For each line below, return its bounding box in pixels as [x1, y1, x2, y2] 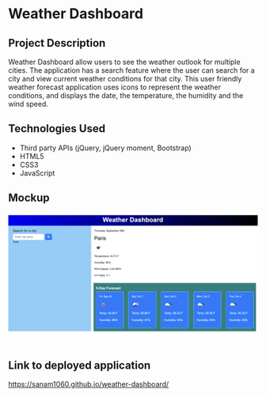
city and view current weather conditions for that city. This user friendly [8, 74, 242, 83]
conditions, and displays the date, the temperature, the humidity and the [8, 91, 244, 100]
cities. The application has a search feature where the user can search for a [8, 66, 255, 75]
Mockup [8, 191, 50, 205]
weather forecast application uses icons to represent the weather [8, 82, 222, 92]
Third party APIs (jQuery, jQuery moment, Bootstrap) [19, 143, 192, 153]
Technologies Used [8, 122, 105, 135]
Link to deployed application [8, 358, 151, 372]
